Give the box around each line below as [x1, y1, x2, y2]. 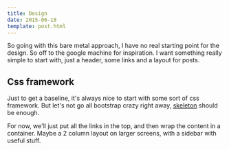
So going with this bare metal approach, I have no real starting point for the [7, 42, 220, 50]
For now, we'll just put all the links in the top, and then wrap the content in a [7, 122, 221, 130]
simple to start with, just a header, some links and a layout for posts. [7, 56, 200, 64]
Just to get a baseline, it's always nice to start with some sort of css [7, 94, 199, 103]
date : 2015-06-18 [7, 16, 57, 23]
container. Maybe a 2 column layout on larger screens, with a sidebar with [7, 129, 217, 138]
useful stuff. [7, 136, 41, 145]
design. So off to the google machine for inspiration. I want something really [7, 49, 222, 57]
